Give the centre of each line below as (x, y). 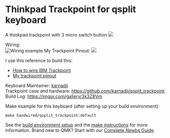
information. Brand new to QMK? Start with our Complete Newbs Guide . (80, 130)
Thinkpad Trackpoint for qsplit (71, 9)
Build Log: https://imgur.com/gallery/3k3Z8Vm (54, 96)
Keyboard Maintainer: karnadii (37, 85)
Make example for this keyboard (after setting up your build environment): (82, 106)
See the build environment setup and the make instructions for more (77, 125)
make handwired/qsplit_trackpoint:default (51, 115)
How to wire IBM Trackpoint (42, 70)
